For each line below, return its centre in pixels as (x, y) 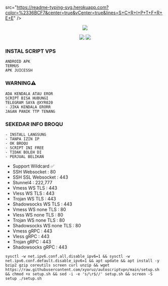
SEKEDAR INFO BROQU (34, 124)
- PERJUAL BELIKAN (25, 156)
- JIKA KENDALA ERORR (28, 107)
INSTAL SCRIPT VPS (31, 51)
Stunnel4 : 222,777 (32, 182)
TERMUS (12, 66)
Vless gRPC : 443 (31, 236)
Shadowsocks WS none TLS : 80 (47, 225)
